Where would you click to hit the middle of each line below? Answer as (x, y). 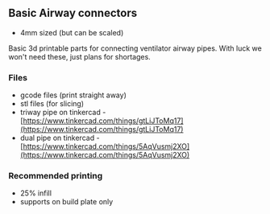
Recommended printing (56, 176)
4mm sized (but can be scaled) (72, 32)
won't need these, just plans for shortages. (79, 56)
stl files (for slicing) (52, 104)
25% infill (36, 193)
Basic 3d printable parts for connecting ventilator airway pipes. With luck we (135, 48)
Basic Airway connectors (73, 13)
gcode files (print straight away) (73, 95)
